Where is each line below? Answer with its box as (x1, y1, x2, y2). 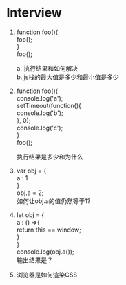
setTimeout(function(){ (16, 101, 82, 110)
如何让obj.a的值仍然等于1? (16, 196, 91, 205)
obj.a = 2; (16, 189, 44, 197)
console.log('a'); (16, 94, 63, 102)
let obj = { (16, 210, 45, 219)
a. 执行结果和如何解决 (16, 64, 78, 72)
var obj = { (16, 166, 47, 175)
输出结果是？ (16, 255, 53, 264)
